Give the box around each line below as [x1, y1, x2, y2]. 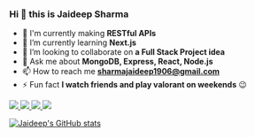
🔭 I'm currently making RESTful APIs [21, 28, 157, 39]
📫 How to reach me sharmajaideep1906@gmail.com [21, 66, 220, 77]
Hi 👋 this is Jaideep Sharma [9, 8, 129, 20]
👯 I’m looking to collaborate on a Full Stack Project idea [21, 47, 226, 57]
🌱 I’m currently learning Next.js [21, 37, 137, 48]
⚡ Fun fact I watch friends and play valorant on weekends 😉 [21, 80, 248, 90]
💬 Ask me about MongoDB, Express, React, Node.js [21, 57, 213, 67]
